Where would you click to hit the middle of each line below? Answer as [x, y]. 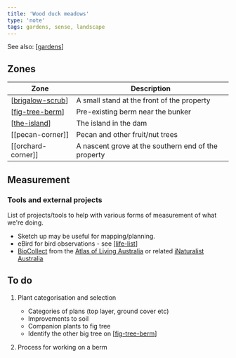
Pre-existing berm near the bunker [134, 112]
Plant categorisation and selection [67, 297]
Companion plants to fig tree [69, 326]
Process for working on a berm [62, 347]
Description [151, 88]
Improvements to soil [58, 318]
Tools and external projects [55, 199]
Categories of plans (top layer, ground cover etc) [98, 311]
